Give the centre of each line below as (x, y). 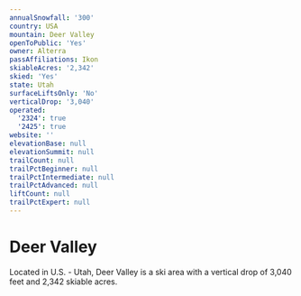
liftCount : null (40, 194)
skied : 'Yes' (34, 77)
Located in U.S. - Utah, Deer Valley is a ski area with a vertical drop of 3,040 (151, 272)
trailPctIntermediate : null (62, 177)
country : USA (34, 26)
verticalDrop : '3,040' (52, 102)
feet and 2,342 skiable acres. (64, 282)
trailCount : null (42, 160)
